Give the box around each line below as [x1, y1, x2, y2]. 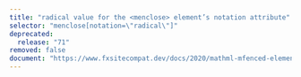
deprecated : [9, 29, 54, 38]
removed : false [9, 46, 66, 55]
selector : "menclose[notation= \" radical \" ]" [9, 21, 178, 30]
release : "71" [17, 37, 70, 47]
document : [9, 54, 47, 63]
